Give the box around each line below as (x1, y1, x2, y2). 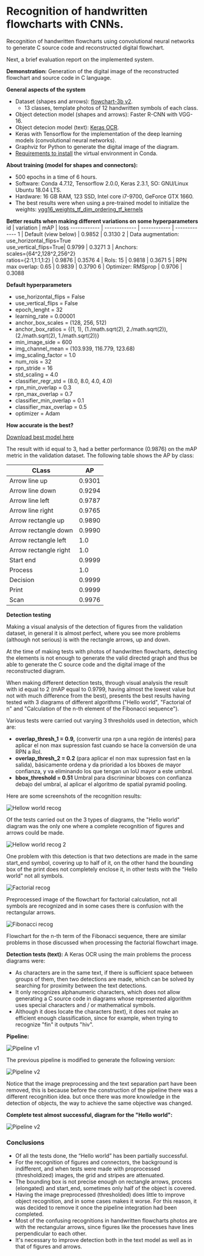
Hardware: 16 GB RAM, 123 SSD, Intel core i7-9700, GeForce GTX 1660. (15, 192, 194, 200)
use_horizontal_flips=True (6, 237, 71, 244)
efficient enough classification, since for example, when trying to (15, 1014, 178, 1022)
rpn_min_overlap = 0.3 (15, 383, 72, 391)
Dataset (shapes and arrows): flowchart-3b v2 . (15, 98, 133, 105)
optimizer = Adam (15, 410, 60, 417)
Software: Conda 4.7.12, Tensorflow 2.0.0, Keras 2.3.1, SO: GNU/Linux (15, 179, 189, 187)
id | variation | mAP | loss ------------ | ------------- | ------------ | (6, 224, 174, 231)
